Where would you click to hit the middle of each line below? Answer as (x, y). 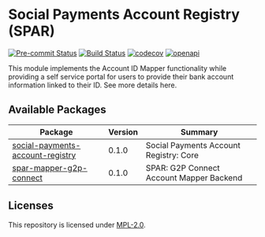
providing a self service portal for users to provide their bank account (121, 76)
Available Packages (57, 110)
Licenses (31, 206)
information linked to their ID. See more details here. (93, 85)
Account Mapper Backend (194, 177)
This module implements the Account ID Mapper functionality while (118, 68)
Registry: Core (172, 155)
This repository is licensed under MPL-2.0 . (77, 224)
